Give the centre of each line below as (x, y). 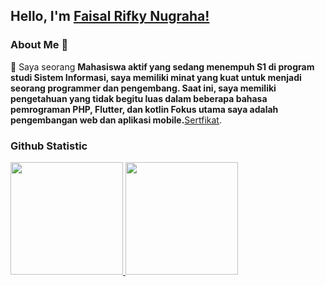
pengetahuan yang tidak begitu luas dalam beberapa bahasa (139, 98)
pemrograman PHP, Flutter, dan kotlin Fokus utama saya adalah (144, 109)
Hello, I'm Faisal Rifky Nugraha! (110, 16)
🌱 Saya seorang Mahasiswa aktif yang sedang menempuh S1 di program (162, 66)
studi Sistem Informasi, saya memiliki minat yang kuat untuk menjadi (156, 77)
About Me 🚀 (39, 45)
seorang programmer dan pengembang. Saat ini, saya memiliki (143, 88)
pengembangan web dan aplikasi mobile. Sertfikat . (116, 120)
